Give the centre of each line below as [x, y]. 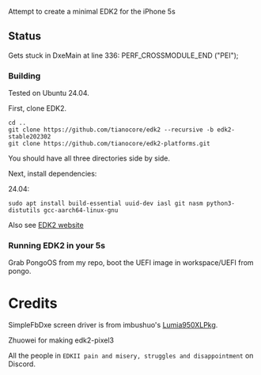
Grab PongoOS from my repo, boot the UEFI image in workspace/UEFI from [131, 263]
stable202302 [30, 137]
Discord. [22, 364]
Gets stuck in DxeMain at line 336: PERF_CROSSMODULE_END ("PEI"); [123, 55]
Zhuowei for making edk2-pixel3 [61, 340]
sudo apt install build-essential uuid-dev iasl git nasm [106, 204]
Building [25, 76]
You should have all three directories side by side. [89, 158]
